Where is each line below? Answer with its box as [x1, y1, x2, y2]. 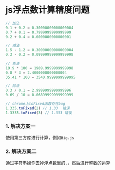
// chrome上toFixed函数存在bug [5, 102, 65, 106]
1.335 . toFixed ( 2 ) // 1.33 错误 [5, 105, 70, 111]
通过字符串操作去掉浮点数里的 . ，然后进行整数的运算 [5, 160, 111, 166]
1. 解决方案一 [5, 122, 36, 129]
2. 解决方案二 [5, 148, 37, 154]
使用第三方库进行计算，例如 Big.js [5, 135, 75, 140]
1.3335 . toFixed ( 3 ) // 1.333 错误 [5, 110, 72, 115]
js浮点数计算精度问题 [5, 4, 90, 16]
